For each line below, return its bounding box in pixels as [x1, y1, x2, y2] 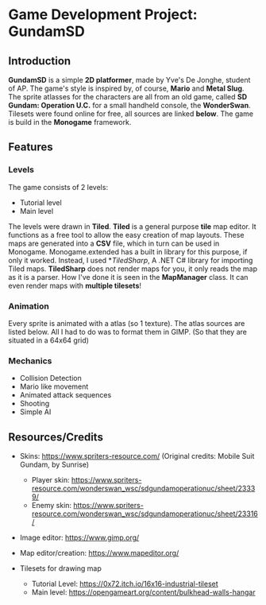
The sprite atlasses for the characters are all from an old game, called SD [8, 92, 248, 101]
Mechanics [8, 355, 52, 366]
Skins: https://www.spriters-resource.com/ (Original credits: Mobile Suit [19, 452, 255, 461]
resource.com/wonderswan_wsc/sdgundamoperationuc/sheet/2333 [31, 483, 256, 494]
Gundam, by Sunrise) [19, 460, 90, 470]
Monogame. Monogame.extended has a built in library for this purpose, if [8, 246, 248, 256]
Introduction [8, 54, 71, 68]
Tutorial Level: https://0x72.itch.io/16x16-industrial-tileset [31, 579, 218, 589]
